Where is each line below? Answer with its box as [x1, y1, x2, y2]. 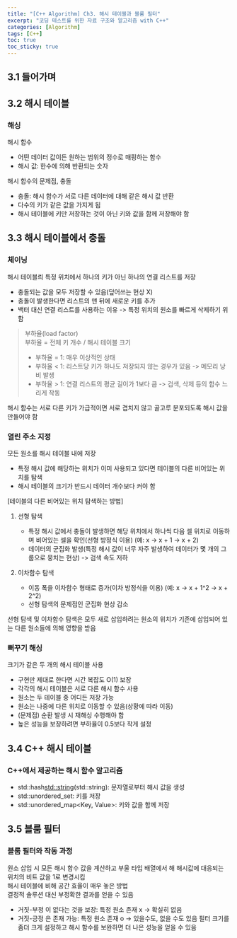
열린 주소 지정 [7, 432, 52, 441]
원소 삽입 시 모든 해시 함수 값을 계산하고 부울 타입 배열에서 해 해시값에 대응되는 [7, 864, 224, 872]
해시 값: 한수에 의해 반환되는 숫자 [17, 162, 108, 170]
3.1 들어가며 [7, 71, 57, 83]
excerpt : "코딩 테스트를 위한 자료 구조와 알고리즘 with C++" [7, 17, 169, 24]
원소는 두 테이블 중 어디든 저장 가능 [17, 693, 115, 702]
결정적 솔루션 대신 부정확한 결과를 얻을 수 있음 [7, 890, 134, 898]
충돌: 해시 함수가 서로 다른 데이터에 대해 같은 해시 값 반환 [17, 192, 175, 200]
